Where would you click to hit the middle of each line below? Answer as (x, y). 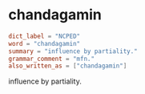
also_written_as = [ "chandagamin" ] (68, 66)
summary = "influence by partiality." (73, 51)
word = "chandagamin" (44, 43)
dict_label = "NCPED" (44, 36)
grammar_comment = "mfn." (51, 59)
